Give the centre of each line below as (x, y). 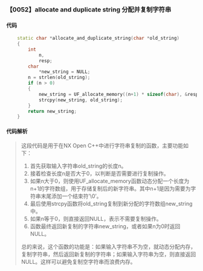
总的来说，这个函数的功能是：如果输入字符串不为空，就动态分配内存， (108, 247)
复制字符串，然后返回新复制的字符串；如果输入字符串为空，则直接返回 (108, 254)
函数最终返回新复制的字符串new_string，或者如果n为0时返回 (105, 226)
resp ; (45, 61)
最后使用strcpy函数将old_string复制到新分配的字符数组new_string (111, 204)
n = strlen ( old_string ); (59, 78)
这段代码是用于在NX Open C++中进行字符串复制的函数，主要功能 (102, 145)
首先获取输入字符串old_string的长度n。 (78, 166)
